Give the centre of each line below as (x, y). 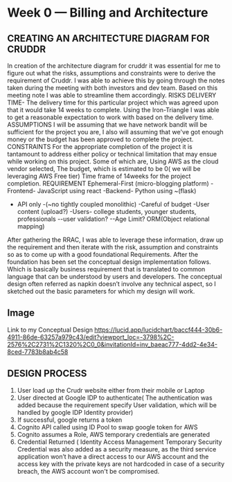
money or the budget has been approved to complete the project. (100, 139)
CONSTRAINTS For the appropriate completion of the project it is (100, 146)
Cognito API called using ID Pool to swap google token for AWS (107, 427)
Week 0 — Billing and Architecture (108, 13)
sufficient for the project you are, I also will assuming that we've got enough (115, 132)
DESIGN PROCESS (47, 374)
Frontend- (21, 191)
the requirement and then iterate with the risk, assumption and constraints (113, 247)
